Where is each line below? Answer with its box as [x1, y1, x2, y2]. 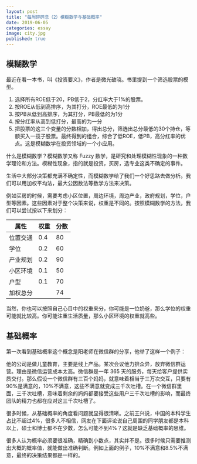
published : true [6, 36, 46, 42]
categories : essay [6, 25, 51, 31]
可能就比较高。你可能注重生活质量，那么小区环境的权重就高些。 [6, 312, 160, 319]
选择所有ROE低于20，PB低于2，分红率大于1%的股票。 [14, 95, 147, 103]
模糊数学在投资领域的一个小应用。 [35, 139, 118, 147]
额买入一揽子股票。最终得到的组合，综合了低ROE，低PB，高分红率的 [14, 132, 181, 139]
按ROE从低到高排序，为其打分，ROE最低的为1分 [14, 103, 130, 110]
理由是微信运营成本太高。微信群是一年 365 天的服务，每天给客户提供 [16, 368, 183, 375]
